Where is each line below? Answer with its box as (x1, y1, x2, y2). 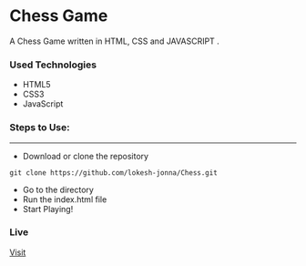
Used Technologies (9, 58, 97, 71)
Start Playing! (22, 203, 74, 214)
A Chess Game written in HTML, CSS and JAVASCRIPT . (9, 36, 220, 46)
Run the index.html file (22, 193, 107, 205)
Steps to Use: (9, 121, 70, 134)
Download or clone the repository (22, 150, 148, 161)
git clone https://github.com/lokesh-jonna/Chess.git (9, 168, 219, 178)
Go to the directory (22, 184, 94, 195)
